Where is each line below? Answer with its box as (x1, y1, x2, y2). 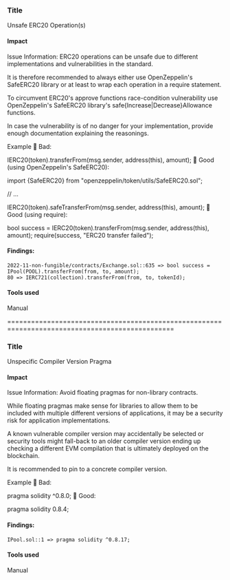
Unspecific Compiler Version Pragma (7, 358, 112, 366)
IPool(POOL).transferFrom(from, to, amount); (7, 268, 139, 275)
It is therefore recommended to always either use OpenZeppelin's (7, 73, 194, 81)
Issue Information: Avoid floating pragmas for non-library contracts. (7, 389, 198, 397)
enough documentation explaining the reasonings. (7, 129, 149, 137)
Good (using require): (7, 210, 68, 218)
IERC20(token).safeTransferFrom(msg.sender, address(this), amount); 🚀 (7, 203, 211, 211)
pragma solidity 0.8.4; (7, 505, 69, 513)
